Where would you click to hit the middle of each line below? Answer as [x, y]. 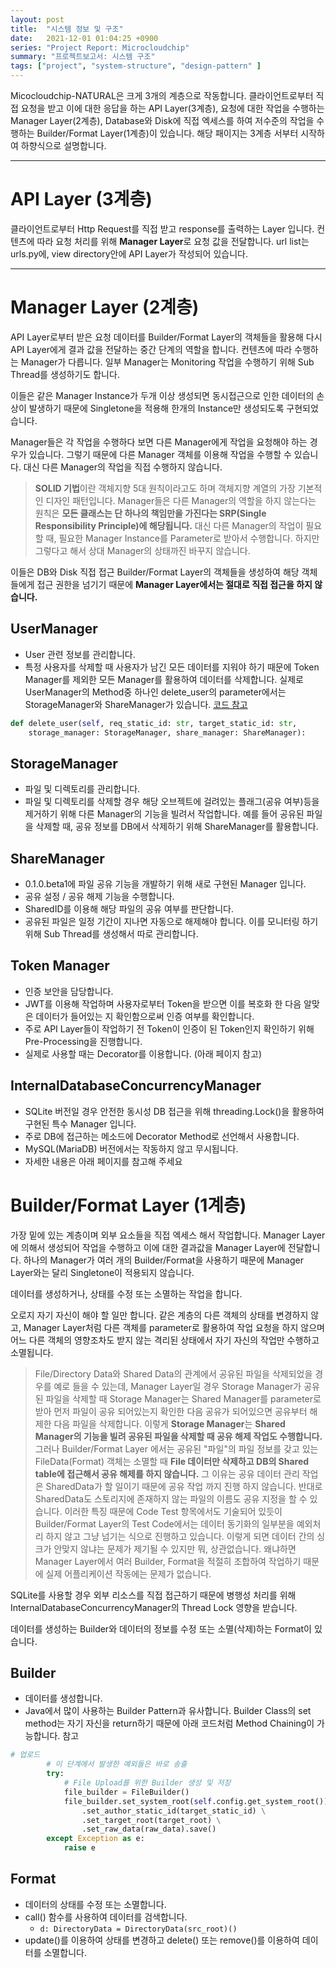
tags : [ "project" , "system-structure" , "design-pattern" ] [136, 66]
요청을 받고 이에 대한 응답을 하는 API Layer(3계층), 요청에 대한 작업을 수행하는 [172, 108]
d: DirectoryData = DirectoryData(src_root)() [138, 1929]
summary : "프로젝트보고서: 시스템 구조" [83, 57]
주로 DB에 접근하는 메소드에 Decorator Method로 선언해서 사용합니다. [162, 1136]
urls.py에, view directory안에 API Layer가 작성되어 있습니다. [129, 253]
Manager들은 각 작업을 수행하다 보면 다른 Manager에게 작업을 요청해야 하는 [159, 442]
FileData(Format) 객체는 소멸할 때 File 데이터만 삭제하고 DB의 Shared [172, 1461]
